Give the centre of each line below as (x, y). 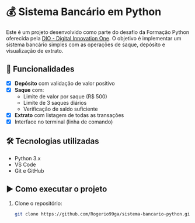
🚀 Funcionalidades (40, 69)
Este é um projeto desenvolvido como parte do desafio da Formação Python (98, 32)
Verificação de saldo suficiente (60, 109)
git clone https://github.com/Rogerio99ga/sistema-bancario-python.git (103, 214)
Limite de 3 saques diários (55, 102)
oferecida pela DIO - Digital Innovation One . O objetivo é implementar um (94, 38)
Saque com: (29, 90)
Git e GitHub (29, 170)
